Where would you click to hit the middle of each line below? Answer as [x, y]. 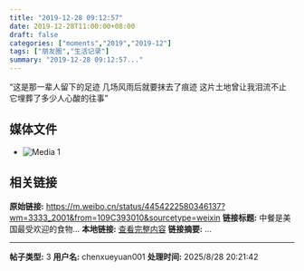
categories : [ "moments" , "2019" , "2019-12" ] [90, 43]
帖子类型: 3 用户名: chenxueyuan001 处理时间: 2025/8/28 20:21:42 [134, 256]
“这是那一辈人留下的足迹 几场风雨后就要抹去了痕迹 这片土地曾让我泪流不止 [148, 87]
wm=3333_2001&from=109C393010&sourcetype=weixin [115, 218]
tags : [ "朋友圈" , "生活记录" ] [60, 52]
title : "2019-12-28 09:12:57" [66, 18]
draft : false [34, 34]
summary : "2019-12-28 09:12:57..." [76, 60]
